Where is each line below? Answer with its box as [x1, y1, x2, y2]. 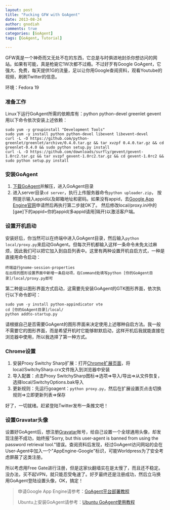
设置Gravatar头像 [5, 416, 48, 423]
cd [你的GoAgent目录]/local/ [5, 307, 64, 312]
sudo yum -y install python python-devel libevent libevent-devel [5, 132, 148, 137]
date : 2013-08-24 [5, 17, 42, 22]
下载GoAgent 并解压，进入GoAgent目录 [12, 183, 94, 189]
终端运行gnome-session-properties [5, 265, 75, 270]
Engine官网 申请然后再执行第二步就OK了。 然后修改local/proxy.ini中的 [12, 202, 157, 208]
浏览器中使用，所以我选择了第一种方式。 [5, 334, 90, 340]
